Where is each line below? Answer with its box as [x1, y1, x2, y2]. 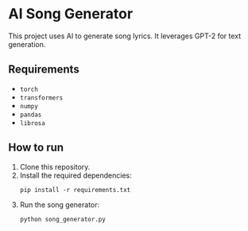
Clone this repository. [19, 162, 91, 171]
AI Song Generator [8, 5, 134, 23]
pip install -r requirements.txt [19, 186, 131, 194]
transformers [19, 93, 64, 102]
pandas [19, 111, 42, 119]
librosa [19, 119, 45, 127]
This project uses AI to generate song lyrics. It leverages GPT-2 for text [8, 31, 242, 41]
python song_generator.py [19, 215, 106, 223]
